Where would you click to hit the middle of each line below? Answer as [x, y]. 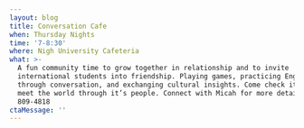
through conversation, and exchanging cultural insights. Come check [151, 85]
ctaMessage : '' [38, 110]
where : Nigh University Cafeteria [75, 51]
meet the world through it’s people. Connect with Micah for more [145, 93]
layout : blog [34, 18]
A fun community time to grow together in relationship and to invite [153, 69]
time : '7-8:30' [38, 43]
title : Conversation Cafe [58, 26]
